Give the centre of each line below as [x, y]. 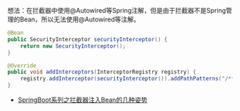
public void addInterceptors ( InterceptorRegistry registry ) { [102, 72]
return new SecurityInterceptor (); [73, 46]
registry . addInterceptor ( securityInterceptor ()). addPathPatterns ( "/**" [129, 79]
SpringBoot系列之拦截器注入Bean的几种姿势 [82, 100]
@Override [22, 65]
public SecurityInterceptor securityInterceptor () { [87, 39]
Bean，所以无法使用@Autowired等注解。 [80, 19]
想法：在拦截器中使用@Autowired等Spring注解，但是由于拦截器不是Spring [117, 10]
